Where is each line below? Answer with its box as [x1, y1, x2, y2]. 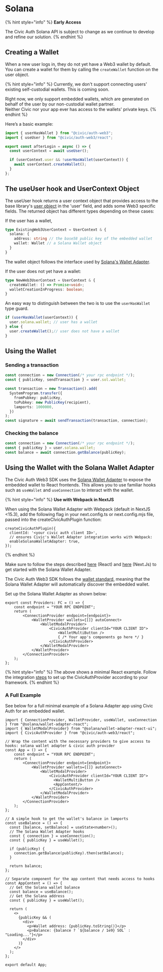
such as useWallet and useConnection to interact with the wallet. [5, 487, 134, 493]
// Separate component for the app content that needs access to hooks [5, 877, 155, 882]
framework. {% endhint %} [5, 679, 60, 685]
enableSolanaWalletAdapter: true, [9, 539, 80, 544]
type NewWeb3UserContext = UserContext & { [5, 278, 96, 283]
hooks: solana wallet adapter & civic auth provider [5, 743, 115, 749]
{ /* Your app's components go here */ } [57, 634, 144, 640]
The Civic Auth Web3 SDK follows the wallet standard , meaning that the [5, 576, 150, 582]
